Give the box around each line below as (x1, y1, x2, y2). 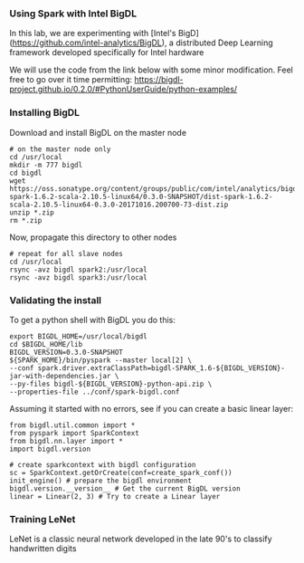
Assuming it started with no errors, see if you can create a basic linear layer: (9, 403, 294, 414)
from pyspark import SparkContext (9, 428, 140, 437)
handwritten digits (9, 543, 77, 554)
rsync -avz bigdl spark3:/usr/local (9, 272, 147, 282)
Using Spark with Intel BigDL (9, 7, 138, 20)
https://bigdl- (134, 74, 184, 85)
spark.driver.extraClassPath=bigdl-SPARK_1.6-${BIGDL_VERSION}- (37, 363, 285, 373)
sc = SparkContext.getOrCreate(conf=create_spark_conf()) (9, 468, 233, 477)
